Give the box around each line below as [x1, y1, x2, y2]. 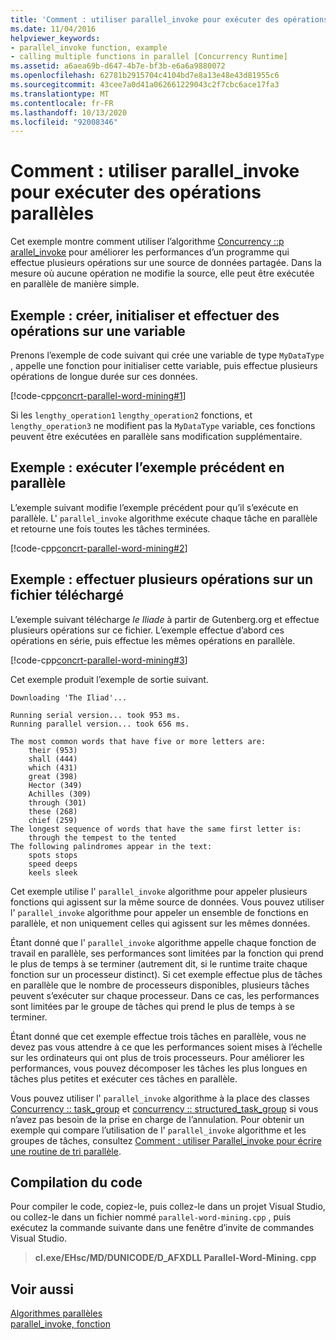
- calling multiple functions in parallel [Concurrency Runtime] [10, 52, 288, 62]
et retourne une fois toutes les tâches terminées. [10, 522, 211, 535]
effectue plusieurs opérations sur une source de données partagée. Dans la [10, 257, 322, 269]
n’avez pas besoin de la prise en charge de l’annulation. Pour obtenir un [10, 1113, 305, 1125]
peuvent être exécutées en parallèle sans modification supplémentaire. [10, 431, 303, 442]
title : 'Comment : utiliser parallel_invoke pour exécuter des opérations [10, 14, 329, 25]
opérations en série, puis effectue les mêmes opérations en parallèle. [10, 634, 296, 646]
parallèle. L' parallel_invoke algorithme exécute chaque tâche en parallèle [10, 512, 318, 524]
